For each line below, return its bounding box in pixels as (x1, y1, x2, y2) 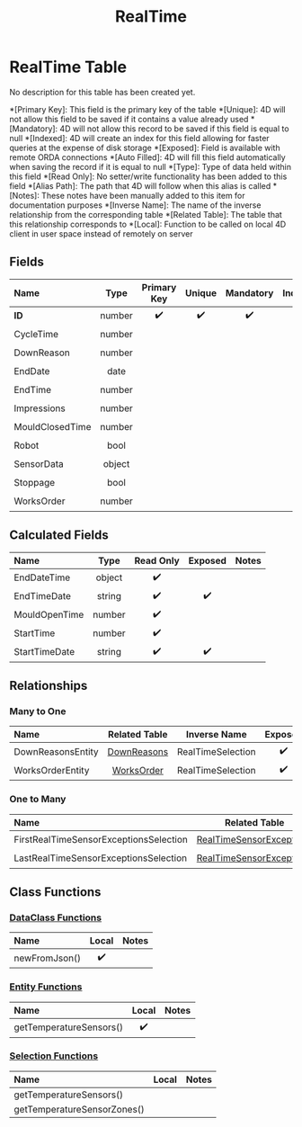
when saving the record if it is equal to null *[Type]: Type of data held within (9, 161, 292, 172)
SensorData (13, 458, 65, 470)
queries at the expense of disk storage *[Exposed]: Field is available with (9, 142, 280, 153)
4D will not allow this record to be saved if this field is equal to (59, 123, 289, 134)
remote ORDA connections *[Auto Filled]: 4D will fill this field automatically (9, 151, 286, 163)
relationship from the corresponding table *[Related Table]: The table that (9, 209, 283, 219)
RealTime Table (9, 57, 128, 77)
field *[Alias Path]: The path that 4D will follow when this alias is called (9, 180, 271, 191)
